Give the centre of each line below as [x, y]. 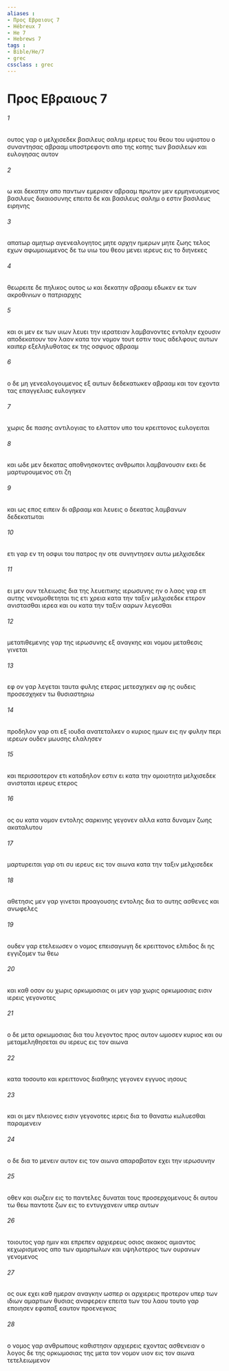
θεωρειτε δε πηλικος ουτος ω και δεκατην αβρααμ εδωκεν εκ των [102, 287]
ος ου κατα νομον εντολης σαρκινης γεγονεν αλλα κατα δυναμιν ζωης [110, 820]
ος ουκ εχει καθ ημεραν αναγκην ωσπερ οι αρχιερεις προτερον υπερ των [112, 1294]
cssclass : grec [30, 65]
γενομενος [23, 1257]
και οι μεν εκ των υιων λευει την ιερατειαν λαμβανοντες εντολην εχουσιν [114, 332]
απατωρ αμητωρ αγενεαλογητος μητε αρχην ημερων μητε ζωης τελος [109, 243]
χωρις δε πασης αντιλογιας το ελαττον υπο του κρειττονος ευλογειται [108, 428]
